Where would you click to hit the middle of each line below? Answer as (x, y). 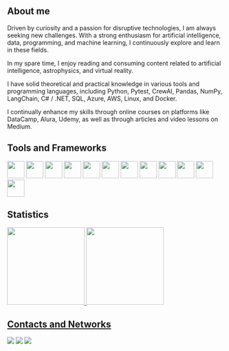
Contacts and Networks (59, 324)
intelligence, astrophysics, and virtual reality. (70, 70)
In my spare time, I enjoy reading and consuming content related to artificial (114, 63)
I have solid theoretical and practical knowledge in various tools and (103, 84)
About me (29, 11)
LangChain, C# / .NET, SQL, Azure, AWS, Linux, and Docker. (92, 98)
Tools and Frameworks (57, 148)
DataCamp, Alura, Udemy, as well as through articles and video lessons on (113, 119)
